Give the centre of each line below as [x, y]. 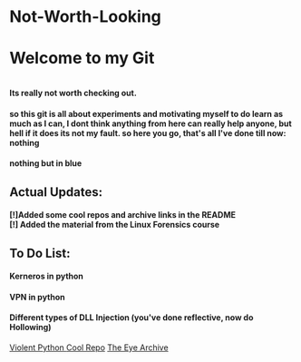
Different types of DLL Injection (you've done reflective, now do [131, 318]
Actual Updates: [56, 192]
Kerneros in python [47, 276]
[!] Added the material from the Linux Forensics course [115, 225]
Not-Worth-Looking [85, 17]
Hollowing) [30, 328]
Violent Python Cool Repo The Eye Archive [89, 347]
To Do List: [40, 253]
